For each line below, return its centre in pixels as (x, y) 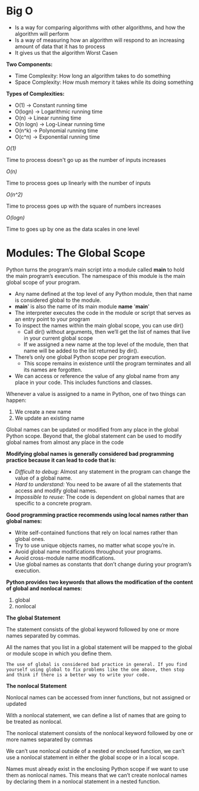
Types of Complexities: (35, 93)
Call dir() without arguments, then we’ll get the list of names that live (107, 332)
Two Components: (29, 64)
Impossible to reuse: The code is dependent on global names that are (100, 497)
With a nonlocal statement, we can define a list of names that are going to (96, 715)
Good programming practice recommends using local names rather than (97, 515)
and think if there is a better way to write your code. (78, 675)
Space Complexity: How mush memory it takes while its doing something (104, 82)
